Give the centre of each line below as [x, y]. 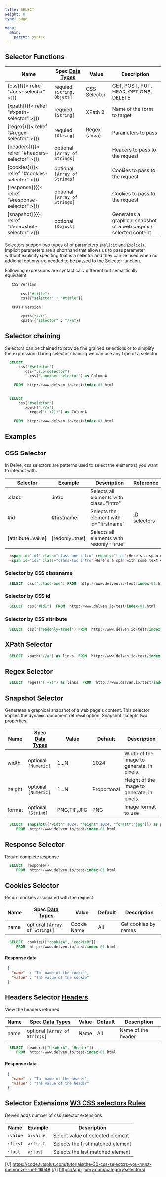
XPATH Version [26, 307]
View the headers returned [32, 1009]
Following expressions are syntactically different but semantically [72, 270]
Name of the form [132, 109]
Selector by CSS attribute [36, 619]
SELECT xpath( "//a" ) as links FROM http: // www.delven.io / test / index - [86, 656]
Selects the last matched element [92, 1152]
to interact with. [21, 470]
